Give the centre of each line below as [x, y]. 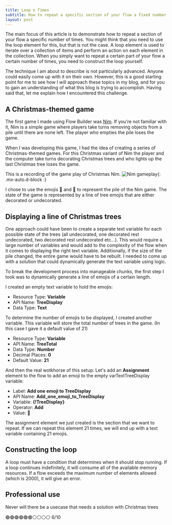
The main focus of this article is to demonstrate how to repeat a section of [84, 34]
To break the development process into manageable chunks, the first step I [85, 271]
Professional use [33, 494]
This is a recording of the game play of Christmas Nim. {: [83, 174]
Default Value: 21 [31, 360]
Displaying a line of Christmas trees [63, 217]
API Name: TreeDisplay [38, 302]
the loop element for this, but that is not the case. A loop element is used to [85, 45]
